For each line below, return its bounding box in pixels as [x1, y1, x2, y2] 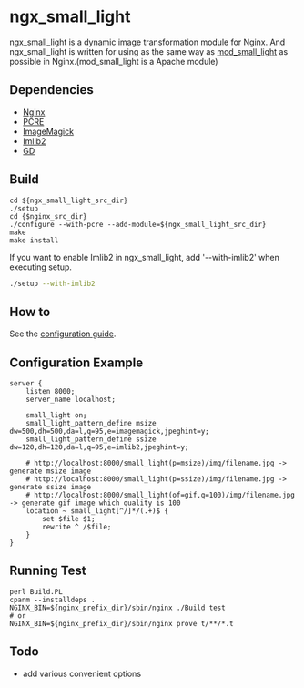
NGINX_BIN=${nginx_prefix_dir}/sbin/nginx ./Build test [9, 603, 226, 612]
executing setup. [9, 262, 73, 272]
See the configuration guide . [9, 328, 117, 339]
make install [9, 235, 59, 245]
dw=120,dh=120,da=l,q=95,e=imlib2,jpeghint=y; [9, 443, 189, 452]
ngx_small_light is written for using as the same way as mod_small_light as [9, 46, 289, 56]
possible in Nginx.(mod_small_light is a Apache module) [9, 56, 218, 67]
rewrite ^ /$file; [42, 522, 112, 532]
